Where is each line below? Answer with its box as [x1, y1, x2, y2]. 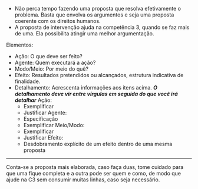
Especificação [23, 115, 58, 122]
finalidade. [14, 78, 41, 85]
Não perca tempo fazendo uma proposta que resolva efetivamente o [14, 5, 181, 12]
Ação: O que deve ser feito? [14, 53, 82, 59]
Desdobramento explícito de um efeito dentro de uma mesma [23, 141, 173, 147]
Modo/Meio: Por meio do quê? [14, 65, 89, 72]
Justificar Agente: [23, 109, 67, 116]
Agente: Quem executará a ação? [14, 59, 96, 66]
